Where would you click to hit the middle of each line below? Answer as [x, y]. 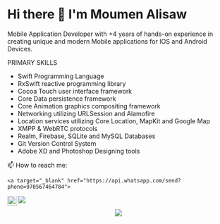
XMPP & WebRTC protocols [57, 128]
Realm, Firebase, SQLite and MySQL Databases [86, 136]
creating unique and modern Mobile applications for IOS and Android [108, 41]
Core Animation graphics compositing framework [89, 106]
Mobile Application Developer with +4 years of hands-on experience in [110, 34]
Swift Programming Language [61, 76]
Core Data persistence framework [67, 99]
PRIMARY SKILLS [32, 62]
